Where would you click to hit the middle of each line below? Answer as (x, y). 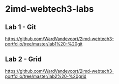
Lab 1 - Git (21, 27)
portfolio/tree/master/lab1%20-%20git (44, 44)
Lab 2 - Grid (23, 59)
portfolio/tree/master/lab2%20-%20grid (46, 76)
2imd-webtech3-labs (50, 9)
